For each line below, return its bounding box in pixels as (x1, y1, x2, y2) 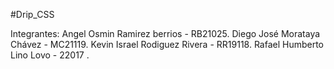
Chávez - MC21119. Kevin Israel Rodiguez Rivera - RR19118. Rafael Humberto (10, 39, 325, 50)
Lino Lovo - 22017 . (10, 49, 90, 61)
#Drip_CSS (10, 9, 55, 20)
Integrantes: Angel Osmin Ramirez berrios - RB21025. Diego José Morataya (10, 28, 321, 39)
